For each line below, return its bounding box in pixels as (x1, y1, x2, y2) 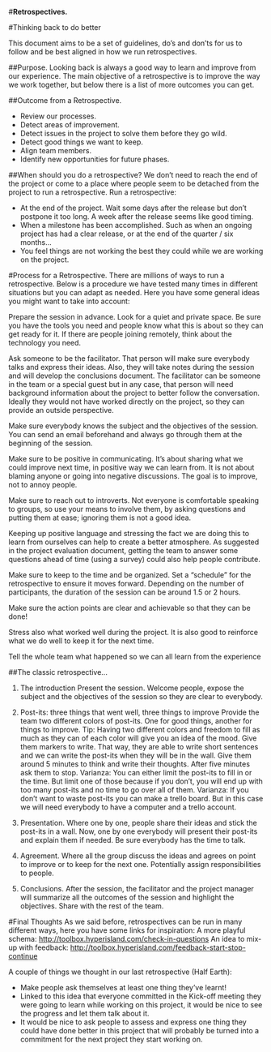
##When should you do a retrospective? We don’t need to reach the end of (8, 170, 258, 179)
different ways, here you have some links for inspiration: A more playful (8, 925, 246, 935)
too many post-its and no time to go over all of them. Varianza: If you (19, 785, 249, 794)
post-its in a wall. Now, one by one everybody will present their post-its (19, 827, 258, 836)
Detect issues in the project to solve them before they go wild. (19, 129, 228, 138)
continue (8, 951, 38, 960)
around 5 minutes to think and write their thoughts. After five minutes (19, 759, 251, 769)
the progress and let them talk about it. (19, 1009, 150, 1018)
